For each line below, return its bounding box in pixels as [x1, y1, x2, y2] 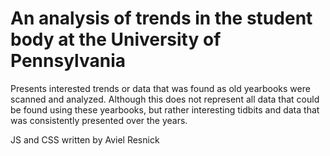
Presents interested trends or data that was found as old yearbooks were [10, 82, 311, 94]
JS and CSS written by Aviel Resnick [10, 133, 160, 146]
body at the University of [10, 28, 222, 51]
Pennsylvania [10, 50, 126, 72]
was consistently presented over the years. [10, 114, 188, 126]
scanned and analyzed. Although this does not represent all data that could [10, 93, 320, 105]
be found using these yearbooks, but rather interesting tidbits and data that [10, 103, 320, 116]
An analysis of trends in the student [10, 7, 313, 30]
